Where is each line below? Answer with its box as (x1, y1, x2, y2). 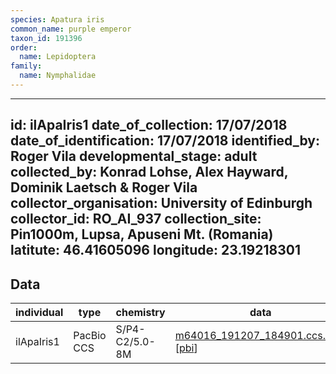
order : (10, 42, 38, 53)
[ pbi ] (174, 341, 198, 355)
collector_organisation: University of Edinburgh (10, 195, 313, 212)
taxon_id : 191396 (10, 33, 83, 43)
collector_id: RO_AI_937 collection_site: (10, 211, 262, 228)
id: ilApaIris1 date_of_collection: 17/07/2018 (10, 117, 288, 134)
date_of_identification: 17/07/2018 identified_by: (10, 132, 320, 150)
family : (10, 61, 43, 71)
